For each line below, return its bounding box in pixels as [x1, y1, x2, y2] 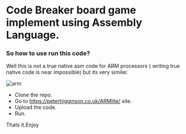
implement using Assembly [6, 16, 143, 29]
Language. [6, 29, 60, 42]
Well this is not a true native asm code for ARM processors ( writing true [6, 63, 180, 70]
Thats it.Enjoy [6, 121, 39, 129]
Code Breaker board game [6, 4, 137, 17]
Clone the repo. [14, 91, 53, 98]
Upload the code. [14, 104, 57, 111]
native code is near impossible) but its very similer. [6, 68, 129, 76]
